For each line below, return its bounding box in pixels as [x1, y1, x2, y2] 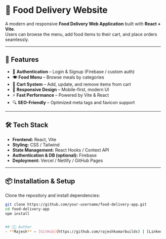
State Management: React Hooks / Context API [12, 147, 110, 153]
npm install [5, 211, 30, 216]
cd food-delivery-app [5, 207, 50, 212]
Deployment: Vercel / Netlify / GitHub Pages [12, 158, 103, 163]
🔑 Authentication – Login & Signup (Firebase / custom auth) [12, 69, 135, 75]
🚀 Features [5, 55, 39, 64]
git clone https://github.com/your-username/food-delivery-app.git [5, 202, 147, 207]
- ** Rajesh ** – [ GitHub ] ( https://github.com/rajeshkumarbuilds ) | [5, 229, 145, 234]
